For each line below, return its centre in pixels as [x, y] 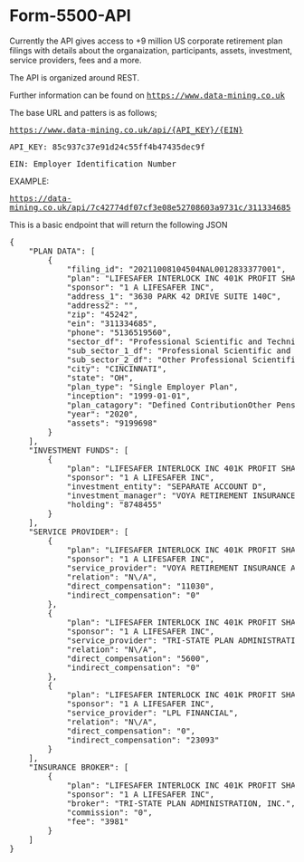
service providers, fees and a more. [76, 60]
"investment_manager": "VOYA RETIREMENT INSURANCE [181, 495]
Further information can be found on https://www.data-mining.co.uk [147, 95]
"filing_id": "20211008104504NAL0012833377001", [176, 269]
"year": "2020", [102, 414]
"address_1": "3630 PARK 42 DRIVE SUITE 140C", [174, 296]
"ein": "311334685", [112, 323]
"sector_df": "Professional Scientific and [164, 341]
